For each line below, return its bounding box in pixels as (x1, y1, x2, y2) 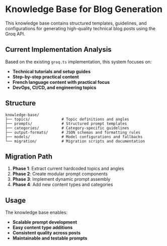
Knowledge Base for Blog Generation (5, 4, 162, 15)
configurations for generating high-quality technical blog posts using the (5, 25, 156, 31)
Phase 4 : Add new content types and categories (12, 182, 113, 188)
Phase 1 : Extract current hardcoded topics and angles (12, 166, 124, 172)
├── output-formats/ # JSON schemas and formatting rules (5, 130, 141, 135)
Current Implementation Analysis (5, 45, 112, 54)
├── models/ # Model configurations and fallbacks (5, 134, 143, 139)
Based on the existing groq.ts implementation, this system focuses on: (5, 59, 152, 65)
